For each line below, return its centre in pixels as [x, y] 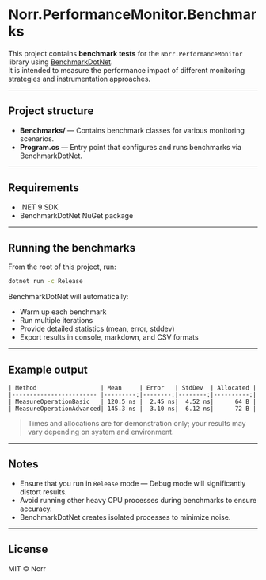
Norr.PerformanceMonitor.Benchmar [133, 15]
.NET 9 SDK [39, 207]
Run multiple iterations [56, 321]
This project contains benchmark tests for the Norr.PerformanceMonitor [125, 53]
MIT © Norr [27, 568]
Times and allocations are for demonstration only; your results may [137, 424]
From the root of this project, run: [62, 267]
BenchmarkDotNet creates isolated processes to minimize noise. [125, 517]
